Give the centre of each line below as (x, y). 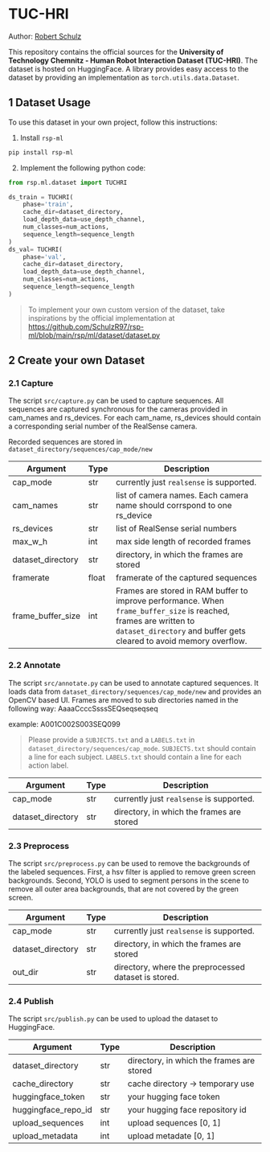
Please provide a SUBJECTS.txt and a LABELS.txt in (111, 740)
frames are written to (155, 621)
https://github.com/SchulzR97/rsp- (86, 326)
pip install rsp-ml (41, 152)
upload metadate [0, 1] (171, 1136)
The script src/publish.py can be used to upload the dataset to (113, 1019)
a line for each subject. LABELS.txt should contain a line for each (135, 756)
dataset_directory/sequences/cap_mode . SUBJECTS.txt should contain (142, 748)
